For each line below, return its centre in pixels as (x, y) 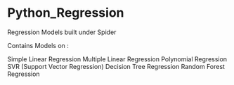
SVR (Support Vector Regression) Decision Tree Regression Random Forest (116, 66)
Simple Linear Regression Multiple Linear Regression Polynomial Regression (117, 59)
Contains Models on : (38, 45)
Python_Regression (66, 13)
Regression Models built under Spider (62, 32)
